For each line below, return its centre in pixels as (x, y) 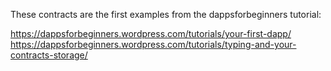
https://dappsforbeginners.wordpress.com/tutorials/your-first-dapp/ (151, 33)
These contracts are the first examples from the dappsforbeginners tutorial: (166, 14)
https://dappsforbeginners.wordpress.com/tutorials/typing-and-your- (153, 44)
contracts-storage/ (49, 55)
